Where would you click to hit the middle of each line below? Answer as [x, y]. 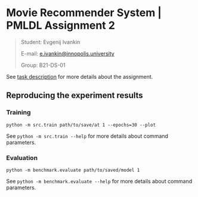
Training [18, 112]
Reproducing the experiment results [75, 96]
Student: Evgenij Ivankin [50, 42]
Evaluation [22, 158]
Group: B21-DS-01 [43, 65]
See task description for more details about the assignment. [80, 76]
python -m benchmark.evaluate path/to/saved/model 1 [73, 170]
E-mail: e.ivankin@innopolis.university [67, 53]
